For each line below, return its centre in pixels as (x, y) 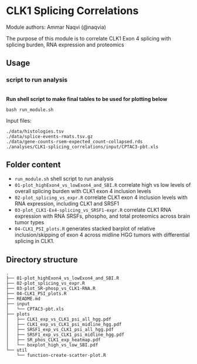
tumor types (29, 223)
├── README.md (23, 299)
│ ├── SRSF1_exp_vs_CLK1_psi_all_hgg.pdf (60, 330)
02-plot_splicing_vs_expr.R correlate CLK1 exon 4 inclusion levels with (101, 197)
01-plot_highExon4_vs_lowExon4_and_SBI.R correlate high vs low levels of (103, 185)
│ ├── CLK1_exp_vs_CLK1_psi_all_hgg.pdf (59, 319)
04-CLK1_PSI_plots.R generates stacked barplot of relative (85, 229)
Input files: (19, 120)
